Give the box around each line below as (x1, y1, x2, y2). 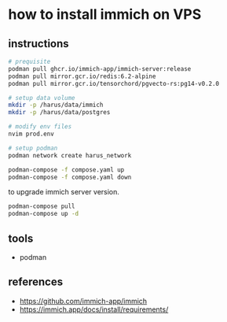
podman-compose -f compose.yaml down (8, 173, 132, 181)
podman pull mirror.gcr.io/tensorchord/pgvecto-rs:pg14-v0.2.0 (8, 80, 220, 87)
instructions (8, 37, 69, 50)
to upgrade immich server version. (8, 187, 120, 197)
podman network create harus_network (8, 151, 132, 159)
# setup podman (8, 144, 58, 152)
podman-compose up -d (8, 210, 79, 218)
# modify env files (8, 123, 72, 131)
